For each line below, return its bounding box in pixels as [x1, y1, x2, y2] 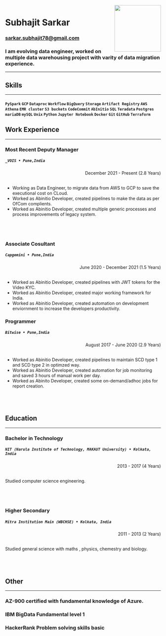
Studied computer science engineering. [5, 478, 85, 484]
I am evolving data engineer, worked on [5, 48, 102, 55]
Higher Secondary [5, 507, 50, 514]
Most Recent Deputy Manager [5, 146, 79, 153]
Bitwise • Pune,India [5, 330, 50, 335]
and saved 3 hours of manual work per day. [12, 372, 101, 379]
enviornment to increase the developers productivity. [12, 305, 121, 312]
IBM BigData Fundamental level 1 [5, 611, 85, 618]
